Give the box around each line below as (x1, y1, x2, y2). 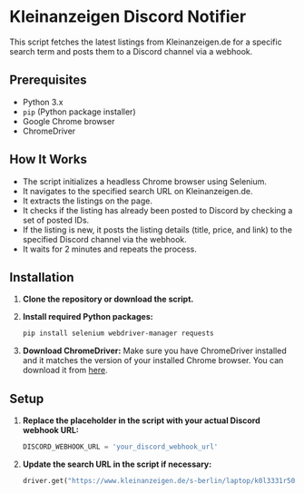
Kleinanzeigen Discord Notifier (9, 6, 247, 27)
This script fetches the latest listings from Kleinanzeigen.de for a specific (9, 36, 283, 47)
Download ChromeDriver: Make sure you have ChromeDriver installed (22, 345, 288, 356)
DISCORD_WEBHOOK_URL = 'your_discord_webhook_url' (22, 442, 219, 451)
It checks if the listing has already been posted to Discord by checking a (22, 204, 293, 215)
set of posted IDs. (22, 214, 90, 225)
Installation (9, 270, 74, 285)
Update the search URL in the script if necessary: (22, 459, 212, 469)
